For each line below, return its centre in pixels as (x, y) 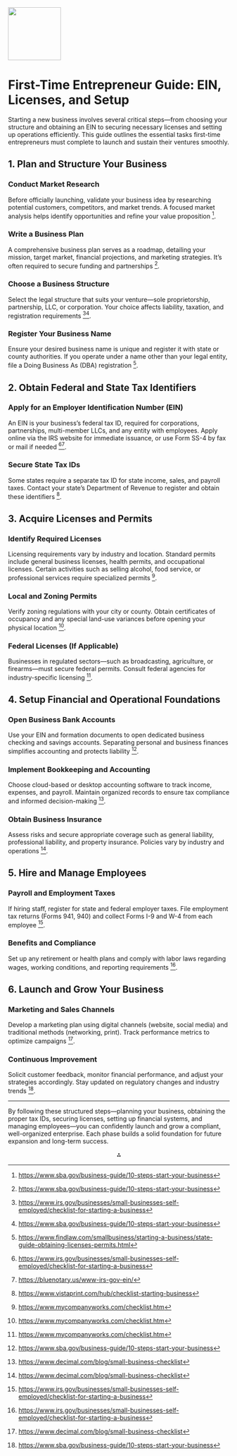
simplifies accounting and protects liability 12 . (73, 751)
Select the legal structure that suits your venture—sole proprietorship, (109, 299)
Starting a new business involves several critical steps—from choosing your (118, 119)
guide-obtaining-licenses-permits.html (74, 1244)
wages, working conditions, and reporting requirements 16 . (93, 966)
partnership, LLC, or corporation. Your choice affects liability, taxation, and (116, 307)
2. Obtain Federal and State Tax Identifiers (102, 387)
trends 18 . (22, 1090)
